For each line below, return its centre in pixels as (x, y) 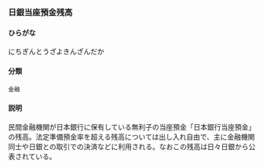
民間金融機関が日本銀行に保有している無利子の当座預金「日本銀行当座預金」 (132, 126)
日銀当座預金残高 (40, 12)
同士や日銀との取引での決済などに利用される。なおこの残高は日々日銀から (128, 146)
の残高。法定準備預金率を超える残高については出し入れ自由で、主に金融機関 (131, 137)
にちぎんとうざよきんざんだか (56, 52)
